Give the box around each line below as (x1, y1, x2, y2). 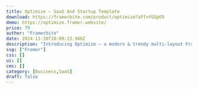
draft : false (6, 74, 38, 80)
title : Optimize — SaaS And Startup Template (6, 8, 120, 15)
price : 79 (6, 25, 31, 31)
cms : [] (6, 63, 25, 69)
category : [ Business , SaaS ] (6, 69, 72, 74)
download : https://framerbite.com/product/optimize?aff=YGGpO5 (6, 14, 165, 20)
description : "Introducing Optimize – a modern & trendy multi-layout (6, 42, 183, 47)
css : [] (6, 52, 25, 58)
